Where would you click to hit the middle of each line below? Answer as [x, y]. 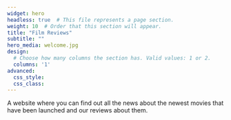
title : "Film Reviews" [40, 33]
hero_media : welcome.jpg [43, 45]
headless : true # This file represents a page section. [91, 20]
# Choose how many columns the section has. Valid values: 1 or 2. [112, 58]
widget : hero [26, 13]
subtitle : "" [26, 39]
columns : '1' [32, 64]
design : [18, 52]
